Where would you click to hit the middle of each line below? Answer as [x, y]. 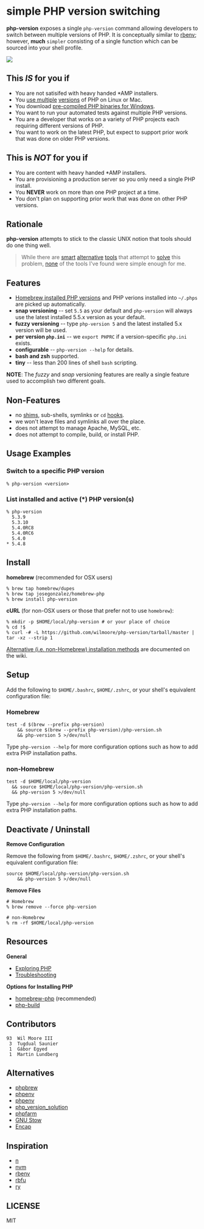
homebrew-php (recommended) [55, 998]
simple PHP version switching [83, 11]
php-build [27, 1005]
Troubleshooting [36, 975]
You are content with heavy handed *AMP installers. [81, 172]
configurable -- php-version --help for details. [74, 350]
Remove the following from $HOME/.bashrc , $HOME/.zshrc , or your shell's [96, 856]
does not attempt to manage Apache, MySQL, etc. [78, 428]
